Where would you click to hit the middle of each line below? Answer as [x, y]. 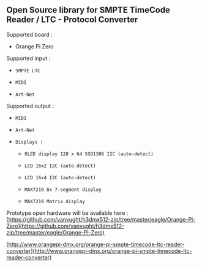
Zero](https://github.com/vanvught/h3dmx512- [65, 226]
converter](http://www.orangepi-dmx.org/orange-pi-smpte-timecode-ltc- [99, 250]
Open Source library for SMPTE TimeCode [88, 10]
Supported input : [28, 58]
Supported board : [29, 34]
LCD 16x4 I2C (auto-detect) [60, 177]
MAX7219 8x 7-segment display [63, 190]
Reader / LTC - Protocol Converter [72, 20]
